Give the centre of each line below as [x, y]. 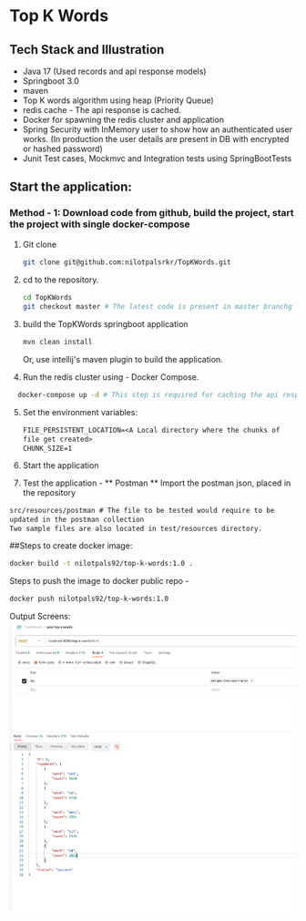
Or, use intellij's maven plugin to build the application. [122, 360]
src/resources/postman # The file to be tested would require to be [142, 511]
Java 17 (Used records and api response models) [114, 71]
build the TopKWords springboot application [105, 324]
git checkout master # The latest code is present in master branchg [158, 307]
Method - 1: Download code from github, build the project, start [152, 213]
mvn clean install [57, 343]
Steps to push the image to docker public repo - [99, 580]
